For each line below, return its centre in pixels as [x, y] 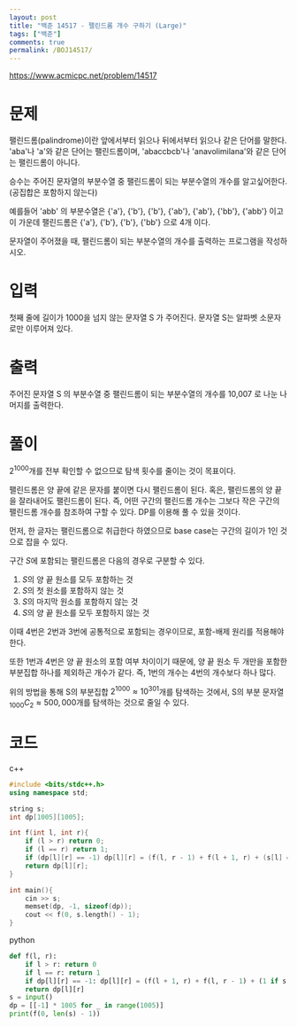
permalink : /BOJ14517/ [51, 51]
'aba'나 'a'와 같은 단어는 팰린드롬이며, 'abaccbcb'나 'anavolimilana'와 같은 [140, 152]
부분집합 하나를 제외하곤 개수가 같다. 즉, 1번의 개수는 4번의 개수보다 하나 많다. [143, 672]
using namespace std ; [49, 793]
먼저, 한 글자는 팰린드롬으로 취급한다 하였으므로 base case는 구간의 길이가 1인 [144, 530]
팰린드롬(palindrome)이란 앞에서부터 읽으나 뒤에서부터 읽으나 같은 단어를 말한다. [148, 140]
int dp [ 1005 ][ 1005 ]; [47, 817]
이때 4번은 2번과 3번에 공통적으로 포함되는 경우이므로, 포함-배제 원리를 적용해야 [147, 631]
